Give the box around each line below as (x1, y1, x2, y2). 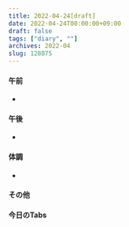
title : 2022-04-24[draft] (8, 11, 96, 20)
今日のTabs (8, 210, 47, 220)
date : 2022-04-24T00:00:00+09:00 (8, 19, 122, 28)
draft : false (8, 27, 53, 35)
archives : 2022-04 (8, 42, 71, 50)
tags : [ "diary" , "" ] (8, 34, 79, 43)
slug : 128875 (8, 49, 53, 58)
